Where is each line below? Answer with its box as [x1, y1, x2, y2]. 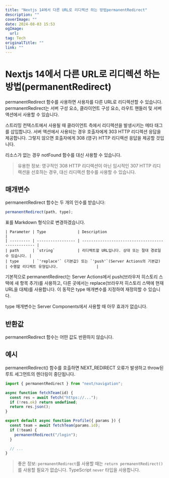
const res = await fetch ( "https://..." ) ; [10, 395, 98, 400]
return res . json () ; [10, 404, 51, 410]
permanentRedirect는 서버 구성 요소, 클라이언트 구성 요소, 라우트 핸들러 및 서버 [5, 105, 162, 111]
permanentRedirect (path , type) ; [5, 209, 73, 215]
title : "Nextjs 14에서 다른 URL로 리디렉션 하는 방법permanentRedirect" [5, 7, 148, 13]
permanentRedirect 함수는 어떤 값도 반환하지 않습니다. [5, 334, 114, 340]
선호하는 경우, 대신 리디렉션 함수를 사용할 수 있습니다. [31, 169, 136, 175]
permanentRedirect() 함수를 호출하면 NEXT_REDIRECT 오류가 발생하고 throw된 [5, 365, 164, 371]
